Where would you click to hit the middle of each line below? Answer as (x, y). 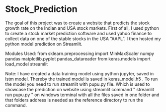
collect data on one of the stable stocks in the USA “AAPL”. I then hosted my (83, 39)
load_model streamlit (27, 64)
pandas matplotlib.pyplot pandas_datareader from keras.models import (78, 58)
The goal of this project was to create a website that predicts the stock (78, 23)
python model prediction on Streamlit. (44, 44)
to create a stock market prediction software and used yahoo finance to (79, 33)
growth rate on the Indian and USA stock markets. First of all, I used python (82, 28)
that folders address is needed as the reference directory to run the (74, 100)
